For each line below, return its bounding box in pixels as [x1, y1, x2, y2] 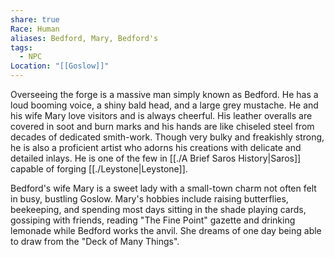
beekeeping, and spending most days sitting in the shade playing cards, [10, 204, 307, 215]
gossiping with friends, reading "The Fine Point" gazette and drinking [10, 214, 296, 226]
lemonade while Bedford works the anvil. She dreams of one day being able [10, 225, 322, 236]
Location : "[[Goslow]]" [10, 61, 110, 71]
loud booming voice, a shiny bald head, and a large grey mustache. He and [10, 99, 319, 111]
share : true [10, 14, 60, 25]
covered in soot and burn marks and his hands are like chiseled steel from [10, 121, 315, 132]
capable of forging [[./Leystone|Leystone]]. [10, 163, 188, 175]
